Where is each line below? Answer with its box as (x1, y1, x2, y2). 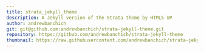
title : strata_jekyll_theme (6, 9, 78, 15)
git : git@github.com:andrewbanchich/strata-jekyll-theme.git (6, 26, 165, 32)
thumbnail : (6, 37, 34, 43)
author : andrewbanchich (6, 20, 67, 26)
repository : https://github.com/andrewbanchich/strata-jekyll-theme (6, 32, 183, 38)
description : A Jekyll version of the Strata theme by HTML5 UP (6, 15, 172, 21)
